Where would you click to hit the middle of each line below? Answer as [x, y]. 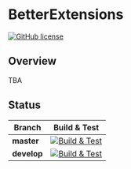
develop [27, 153]
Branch [27, 127]
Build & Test [76, 127]
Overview [33, 61]
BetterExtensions [66, 15]
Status [25, 105]
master [25, 141]
